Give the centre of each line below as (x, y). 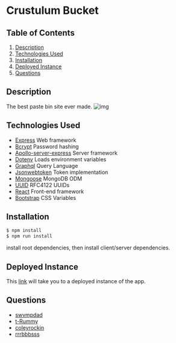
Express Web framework (46, 140)
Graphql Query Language (46, 165)
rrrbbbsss (27, 334)
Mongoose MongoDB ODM (49, 178)
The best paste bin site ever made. (49, 106)
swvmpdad (29, 315)
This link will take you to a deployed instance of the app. (76, 281)
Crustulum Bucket (53, 11)
